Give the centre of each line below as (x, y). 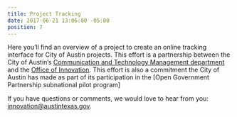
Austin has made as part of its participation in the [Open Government (109, 77)
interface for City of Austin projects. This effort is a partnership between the (119, 55)
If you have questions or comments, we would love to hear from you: (108, 99)
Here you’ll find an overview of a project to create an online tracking (107, 48)
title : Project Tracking (44, 14)
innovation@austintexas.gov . (49, 106)
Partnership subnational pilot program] (64, 85)
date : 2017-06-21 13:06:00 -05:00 (59, 21)
